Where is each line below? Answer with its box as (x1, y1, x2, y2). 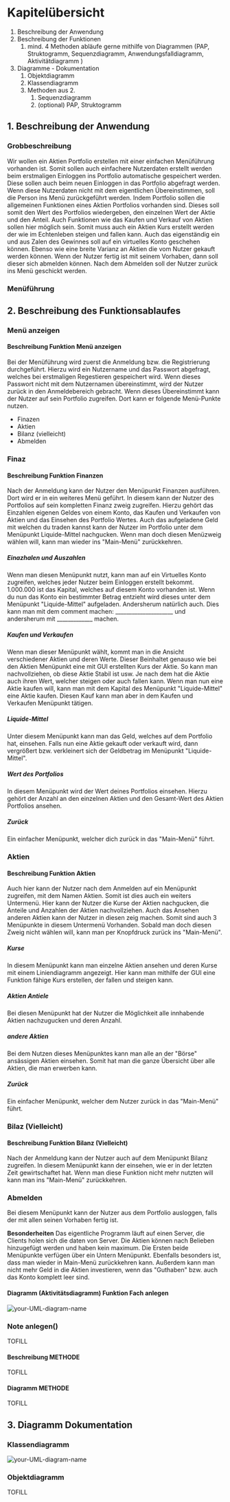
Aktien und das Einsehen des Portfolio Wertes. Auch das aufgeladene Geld (7, 516, 218, 524)
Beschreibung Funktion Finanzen (7, 471, 104, 480)
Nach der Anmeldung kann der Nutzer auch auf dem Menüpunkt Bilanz (7, 1154, 208, 1162)
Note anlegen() (7, 1321, 58, 1331)
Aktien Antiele (7, 991, 49, 1000)
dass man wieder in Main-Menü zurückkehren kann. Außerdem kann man (7, 1258, 215, 1267)
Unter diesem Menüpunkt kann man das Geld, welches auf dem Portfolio (7, 732, 213, 740)
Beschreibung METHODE (7, 1353, 80, 1361)
